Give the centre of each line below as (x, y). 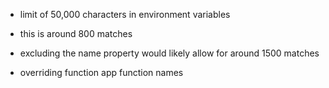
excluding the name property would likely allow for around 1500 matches (169, 53)
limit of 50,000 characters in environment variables (125, 14)
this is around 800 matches (76, 33)
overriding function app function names (101, 72)
